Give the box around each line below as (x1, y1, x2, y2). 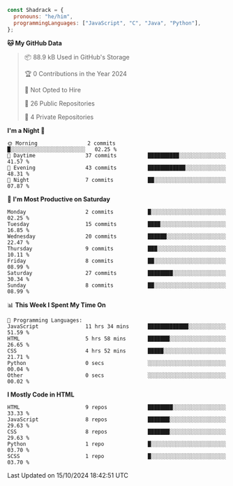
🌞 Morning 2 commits (7, 140, 116, 147)
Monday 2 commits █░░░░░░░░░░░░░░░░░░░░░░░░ (7, 208, 227, 215)
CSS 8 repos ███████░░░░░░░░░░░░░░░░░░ (7, 428, 227, 435)
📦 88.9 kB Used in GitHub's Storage (24, 52, 130, 61)
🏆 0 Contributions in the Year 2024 (24, 69, 128, 78)
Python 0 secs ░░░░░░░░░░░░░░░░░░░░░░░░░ (7, 359, 227, 366)
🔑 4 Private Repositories (24, 113, 94, 121)
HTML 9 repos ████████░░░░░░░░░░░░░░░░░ (7, 403, 227, 410)
